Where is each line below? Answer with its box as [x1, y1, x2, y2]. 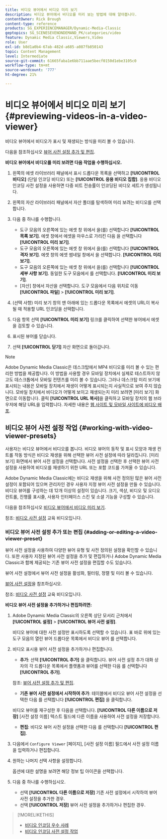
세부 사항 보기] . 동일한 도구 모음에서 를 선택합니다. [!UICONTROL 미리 [19, 270, 156, 276]
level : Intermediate [5, 53, 48, 59]
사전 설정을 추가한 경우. [19, 796, 66, 802]
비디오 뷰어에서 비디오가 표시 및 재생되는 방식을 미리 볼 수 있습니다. [5, 138, 135, 144]
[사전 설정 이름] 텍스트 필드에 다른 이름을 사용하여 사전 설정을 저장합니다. [19, 713, 161, 719]
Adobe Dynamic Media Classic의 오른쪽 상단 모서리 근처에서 [12, 612, 133, 618]
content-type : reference [5, 21, 57, 26]
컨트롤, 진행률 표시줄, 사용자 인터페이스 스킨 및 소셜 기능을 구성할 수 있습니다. [5, 494, 155, 500]
